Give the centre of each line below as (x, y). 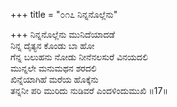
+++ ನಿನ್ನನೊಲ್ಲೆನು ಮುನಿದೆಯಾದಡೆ (62, 34)
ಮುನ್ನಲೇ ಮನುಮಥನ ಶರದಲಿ (53, 68)
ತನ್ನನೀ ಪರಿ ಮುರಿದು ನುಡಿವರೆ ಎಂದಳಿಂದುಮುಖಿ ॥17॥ (89, 90)
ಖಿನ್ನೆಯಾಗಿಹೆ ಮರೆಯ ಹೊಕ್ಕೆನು (54, 79)
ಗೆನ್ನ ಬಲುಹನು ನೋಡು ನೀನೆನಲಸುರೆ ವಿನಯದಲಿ (79, 57)
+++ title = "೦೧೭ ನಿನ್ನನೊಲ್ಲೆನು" (64, 14)
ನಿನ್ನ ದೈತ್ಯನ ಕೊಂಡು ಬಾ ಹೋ (52, 45)
